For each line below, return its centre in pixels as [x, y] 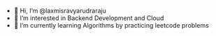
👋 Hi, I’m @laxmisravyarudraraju [60, 11]
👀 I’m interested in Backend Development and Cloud [89, 18]
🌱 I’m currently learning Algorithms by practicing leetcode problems [111, 25]
